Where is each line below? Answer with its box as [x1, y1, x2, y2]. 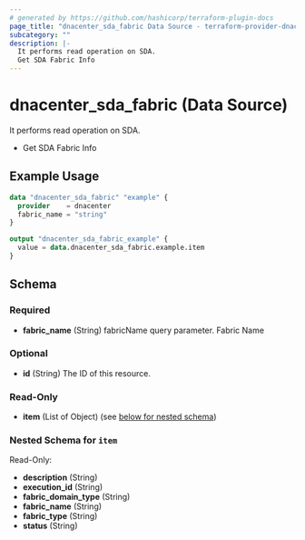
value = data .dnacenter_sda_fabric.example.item [17, 243, 205, 253]
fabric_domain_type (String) [22, 492, 131, 503]
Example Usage [9, 169, 100, 185]
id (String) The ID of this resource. [22, 367, 152, 378]
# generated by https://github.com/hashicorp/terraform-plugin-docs [9, 13, 274, 23]
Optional [9, 347, 48, 360]
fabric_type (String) [22, 511, 98, 522]
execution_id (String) [22, 482, 103, 493]
